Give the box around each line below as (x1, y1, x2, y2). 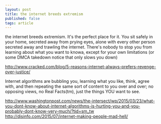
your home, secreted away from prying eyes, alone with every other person (5, 39, 156, 45)
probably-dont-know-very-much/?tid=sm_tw (5, 108, 94, 114)
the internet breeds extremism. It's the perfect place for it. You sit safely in (5, 34, 153, 40)
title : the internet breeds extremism (5, 12, 83, 16)
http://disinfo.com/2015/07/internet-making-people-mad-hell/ (5, 113, 128, 119)
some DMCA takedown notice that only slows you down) (5, 54, 118, 61)
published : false (5, 16, 40, 21)
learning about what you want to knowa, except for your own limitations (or (5, 49, 155, 55)
